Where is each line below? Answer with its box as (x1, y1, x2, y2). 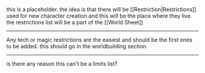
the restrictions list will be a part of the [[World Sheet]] (6, 19, 143, 26)
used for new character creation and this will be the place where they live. (6, 12, 192, 19)
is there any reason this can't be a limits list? (6, 60, 118, 67)
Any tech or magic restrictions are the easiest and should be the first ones (6, 36, 193, 43)
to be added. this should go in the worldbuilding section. (6, 43, 148, 50)
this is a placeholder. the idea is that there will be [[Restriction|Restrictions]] (6, 6, 196, 13)
